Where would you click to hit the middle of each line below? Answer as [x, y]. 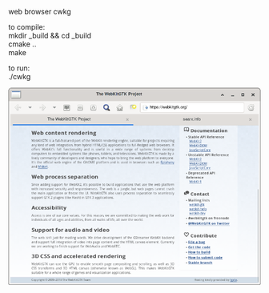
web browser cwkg [40, 12]
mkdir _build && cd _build [50, 36]
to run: [19, 68]
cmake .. [22, 44]
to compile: [27, 27]
